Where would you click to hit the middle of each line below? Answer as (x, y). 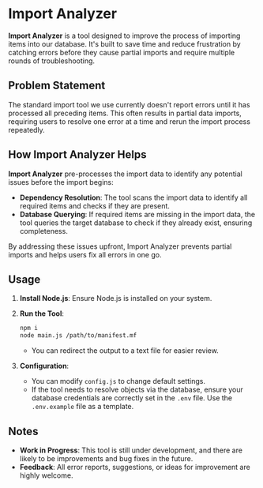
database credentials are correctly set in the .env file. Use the (132, 398)
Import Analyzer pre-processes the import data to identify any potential (125, 174)
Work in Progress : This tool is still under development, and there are (131, 450)
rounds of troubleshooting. (52, 61)
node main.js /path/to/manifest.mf (78, 336)
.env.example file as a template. (83, 407)
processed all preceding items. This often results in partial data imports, (125, 113)
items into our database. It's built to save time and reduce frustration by (124, 43)
